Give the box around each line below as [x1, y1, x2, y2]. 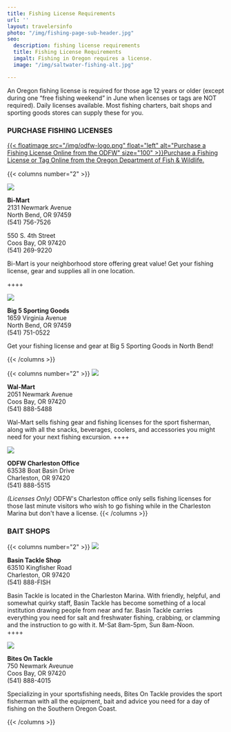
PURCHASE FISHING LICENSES [7, 126, 113, 135]
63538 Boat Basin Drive [7, 466, 74, 475]
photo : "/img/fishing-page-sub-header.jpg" [7, 29, 134, 37]
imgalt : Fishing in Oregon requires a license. [13, 55, 153, 62]
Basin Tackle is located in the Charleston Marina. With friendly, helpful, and [7, 591, 221, 600]
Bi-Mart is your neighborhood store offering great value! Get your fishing [7, 259, 214, 268]
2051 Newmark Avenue [7, 390, 73, 398]
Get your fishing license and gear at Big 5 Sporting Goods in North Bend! [7, 342, 214, 350]
